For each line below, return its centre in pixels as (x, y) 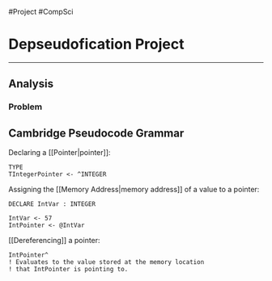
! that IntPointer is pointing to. (68, 270)
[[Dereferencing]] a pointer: (54, 241)
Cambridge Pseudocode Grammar (96, 133)
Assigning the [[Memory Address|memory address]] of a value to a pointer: (134, 190)
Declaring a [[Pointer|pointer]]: (59, 153)
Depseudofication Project (96, 44)
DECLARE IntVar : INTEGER (52, 204)
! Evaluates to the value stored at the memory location (106, 262)
